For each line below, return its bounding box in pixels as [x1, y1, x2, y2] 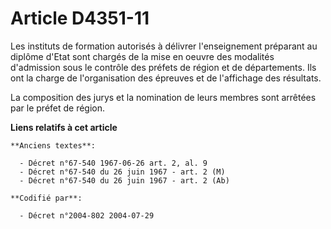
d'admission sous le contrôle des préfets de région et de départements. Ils [10, 61, 317, 73]
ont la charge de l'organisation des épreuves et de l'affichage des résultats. [10, 72, 322, 84]
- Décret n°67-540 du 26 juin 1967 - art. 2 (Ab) [19, 175, 230, 186]
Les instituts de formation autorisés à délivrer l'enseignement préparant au [10, 40, 318, 52]
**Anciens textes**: [10, 140, 97, 151]
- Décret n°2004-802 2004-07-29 [19, 210, 155, 221]
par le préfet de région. [10, 102, 106, 114]
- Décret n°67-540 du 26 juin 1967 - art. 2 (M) [19, 167, 226, 177]
